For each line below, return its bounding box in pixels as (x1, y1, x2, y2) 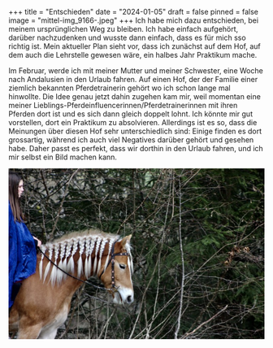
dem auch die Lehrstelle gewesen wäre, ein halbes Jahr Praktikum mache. (8, 50, 258, 59)
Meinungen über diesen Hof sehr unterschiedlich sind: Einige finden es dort (8, 126, 262, 136)
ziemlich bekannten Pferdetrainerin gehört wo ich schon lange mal (8, 83, 231, 93)
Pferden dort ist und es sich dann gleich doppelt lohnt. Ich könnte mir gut (8, 109, 253, 119)
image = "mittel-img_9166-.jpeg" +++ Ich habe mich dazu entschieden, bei (8, 15, 258, 25)
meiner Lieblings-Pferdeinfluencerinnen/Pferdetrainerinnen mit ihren (8, 101, 238, 110)
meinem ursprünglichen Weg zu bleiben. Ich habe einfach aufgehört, (8, 24, 239, 33)
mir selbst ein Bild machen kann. (8, 152, 118, 162)
